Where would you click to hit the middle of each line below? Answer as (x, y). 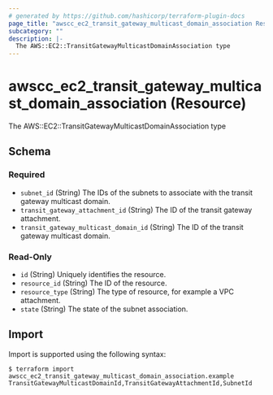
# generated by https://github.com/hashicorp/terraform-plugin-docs (127, 16)
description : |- (36, 39)
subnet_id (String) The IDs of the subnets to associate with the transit (136, 193)
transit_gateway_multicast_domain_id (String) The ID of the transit (132, 227)
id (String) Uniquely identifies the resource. (93, 275)
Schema (30, 152)
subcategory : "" (36, 31)
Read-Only (30, 257)
